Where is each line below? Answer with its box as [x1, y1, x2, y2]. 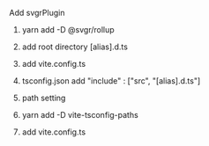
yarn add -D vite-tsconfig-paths [21, 110, 138, 120]
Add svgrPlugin [9, 8, 65, 18]
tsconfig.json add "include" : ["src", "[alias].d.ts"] [21, 76, 201, 86]
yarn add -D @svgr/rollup [21, 25, 115, 34]
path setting [21, 92, 66, 103]
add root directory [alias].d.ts [21, 41, 128, 52]
